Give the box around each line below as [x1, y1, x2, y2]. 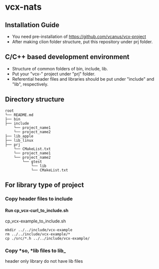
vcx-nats [5, 1, 42, 13]
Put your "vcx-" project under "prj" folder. [12, 71, 95, 77]
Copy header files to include [5, 195, 73, 202]
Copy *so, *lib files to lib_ [5, 247, 66, 254]
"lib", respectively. [12, 81, 48, 87]
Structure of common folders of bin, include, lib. [12, 66, 108, 71]
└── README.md [5, 112, 34, 118]
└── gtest [22, 159, 42, 164]
